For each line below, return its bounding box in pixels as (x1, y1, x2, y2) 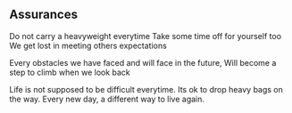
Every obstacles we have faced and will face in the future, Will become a (9, 57, 277, 68)
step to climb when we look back (9, 67, 131, 77)
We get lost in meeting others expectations (9, 40, 167, 51)
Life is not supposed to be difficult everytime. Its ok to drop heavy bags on (9, 84, 284, 94)
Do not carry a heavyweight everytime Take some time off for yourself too (9, 30, 282, 41)
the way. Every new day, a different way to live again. (9, 93, 205, 104)
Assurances (9, 7, 79, 22)
